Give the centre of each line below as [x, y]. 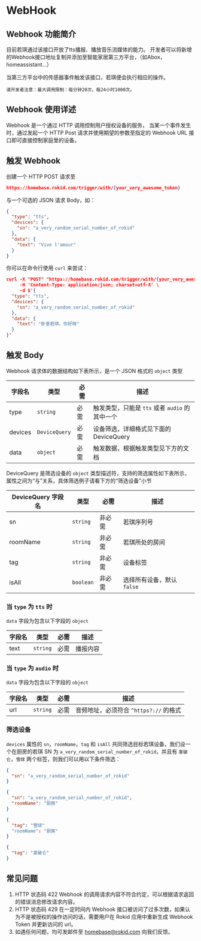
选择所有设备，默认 [150, 580]
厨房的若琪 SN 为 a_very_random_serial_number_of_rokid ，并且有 [97, 751]
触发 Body [25, 355]
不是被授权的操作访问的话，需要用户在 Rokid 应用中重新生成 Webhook [106, 916]
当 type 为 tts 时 [29, 607]
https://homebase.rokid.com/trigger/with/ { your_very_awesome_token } [93, 188]
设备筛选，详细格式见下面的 [132, 429]
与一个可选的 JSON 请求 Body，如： [51, 200]
